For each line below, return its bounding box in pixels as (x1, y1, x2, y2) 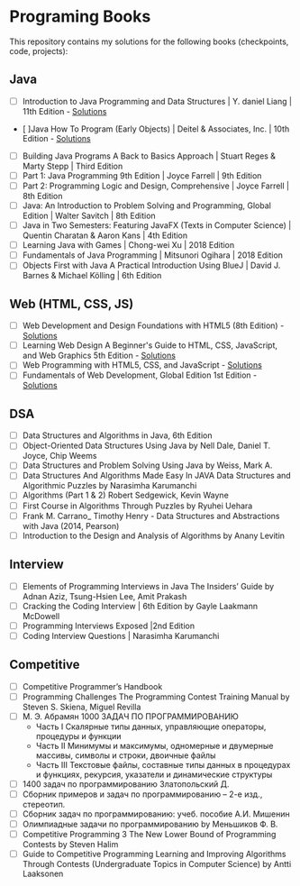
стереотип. (22, 799, 66, 809)
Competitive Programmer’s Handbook (22, 680, 163, 691)
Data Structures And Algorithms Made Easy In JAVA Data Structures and (22, 470, 291, 481)
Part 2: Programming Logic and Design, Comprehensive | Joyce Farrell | (22, 180, 290, 191)
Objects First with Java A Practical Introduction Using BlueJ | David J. (22, 260, 281, 271)
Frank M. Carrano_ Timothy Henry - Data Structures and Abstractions (22, 510, 280, 521)
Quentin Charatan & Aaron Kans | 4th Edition (22, 230, 188, 241)
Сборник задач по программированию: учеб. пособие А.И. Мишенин (22, 808, 290, 819)
